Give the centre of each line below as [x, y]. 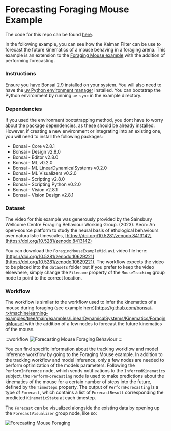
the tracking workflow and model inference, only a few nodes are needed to [85, 360]
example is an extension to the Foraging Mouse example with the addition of [85, 55]
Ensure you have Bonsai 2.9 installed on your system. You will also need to [83, 85]
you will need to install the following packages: [54, 136]
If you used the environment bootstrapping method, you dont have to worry [84, 120]
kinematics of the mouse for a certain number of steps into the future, [78, 382]
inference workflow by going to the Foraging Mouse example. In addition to [84, 354]
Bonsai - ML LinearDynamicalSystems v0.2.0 [60, 168]
